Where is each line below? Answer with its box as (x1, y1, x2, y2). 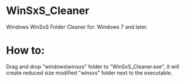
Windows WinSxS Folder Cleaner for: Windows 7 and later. (6, 23, 148, 30)
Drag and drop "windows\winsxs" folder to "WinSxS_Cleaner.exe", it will (6, 63, 179, 70)
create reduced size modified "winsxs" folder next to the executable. (6, 69, 173, 76)
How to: (6, 44, 45, 57)
